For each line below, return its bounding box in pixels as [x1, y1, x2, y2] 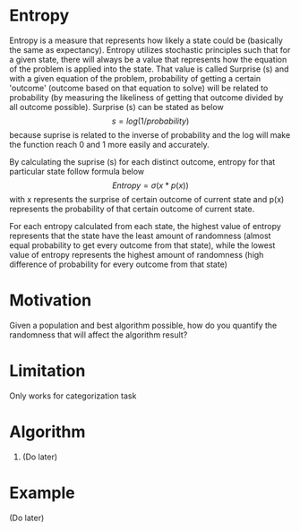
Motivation [9, 290, 92, 311]
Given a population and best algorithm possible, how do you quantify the [9, 320, 278, 330]
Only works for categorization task [9, 390, 137, 401]
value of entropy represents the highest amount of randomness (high [9, 249, 264, 260]
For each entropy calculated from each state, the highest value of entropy [9, 220, 282, 231]
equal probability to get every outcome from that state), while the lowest [9, 239, 276, 251]
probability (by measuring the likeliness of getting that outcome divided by [9, 91, 284, 103]
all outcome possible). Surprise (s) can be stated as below [9, 101, 224, 112]
